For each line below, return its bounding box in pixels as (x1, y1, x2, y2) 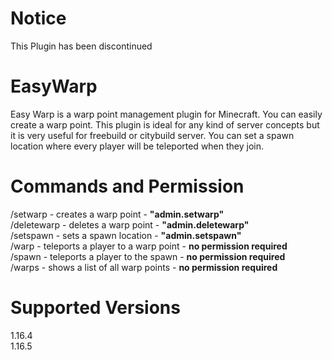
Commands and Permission (10, 175, 245, 198)
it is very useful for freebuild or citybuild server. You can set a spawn (10, 129, 295, 141)
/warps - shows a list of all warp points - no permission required (10, 261, 278, 273)
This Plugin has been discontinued (10, 40, 153, 52)
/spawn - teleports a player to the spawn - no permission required (10, 250, 286, 262)
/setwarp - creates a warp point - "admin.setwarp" (10, 208, 225, 220)
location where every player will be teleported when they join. (10, 140, 265, 152)
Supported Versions (10, 297, 181, 319)
